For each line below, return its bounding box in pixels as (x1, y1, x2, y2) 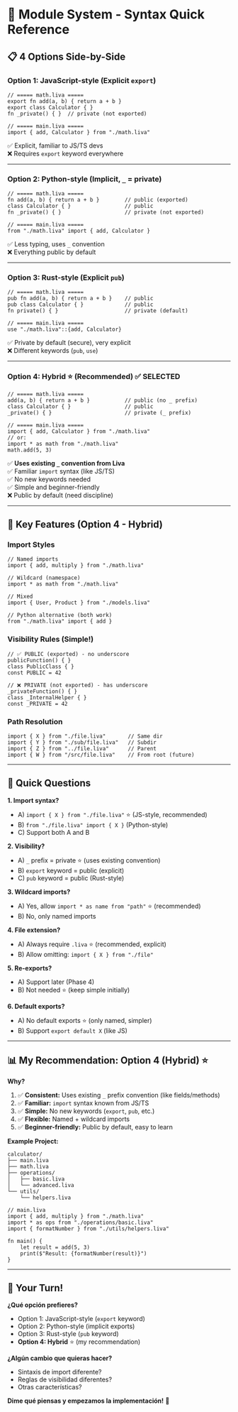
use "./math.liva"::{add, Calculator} (7, 326, 122, 333)
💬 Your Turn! (7, 1282, 64, 1294)
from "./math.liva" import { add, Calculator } (7, 227, 151, 235)
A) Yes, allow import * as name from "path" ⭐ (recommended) (17, 902, 201, 910)
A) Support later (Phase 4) (17, 978, 95, 986)
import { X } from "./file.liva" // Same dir (7, 733, 163, 740)
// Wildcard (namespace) (7, 574, 81, 581)
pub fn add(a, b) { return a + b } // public (7, 295, 154, 302)
